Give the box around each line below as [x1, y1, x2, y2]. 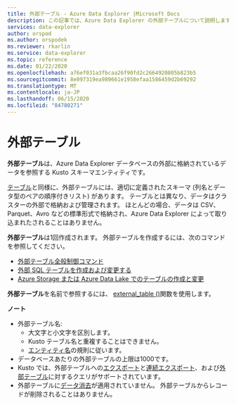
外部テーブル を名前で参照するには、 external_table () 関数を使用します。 [7, 289, 216, 298]
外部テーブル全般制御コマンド [17, 256, 104, 265]
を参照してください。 [7, 242, 69, 250]
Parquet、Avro [7, 209, 50, 218]
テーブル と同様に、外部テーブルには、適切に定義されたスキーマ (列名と [7, 182, 214, 191]
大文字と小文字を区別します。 [27, 328, 114, 337]
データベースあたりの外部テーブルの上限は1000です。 [17, 354, 173, 363]
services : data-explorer [7, 23, 80, 30]
